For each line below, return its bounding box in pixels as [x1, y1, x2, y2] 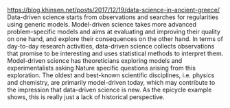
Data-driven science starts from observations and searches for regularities [7, 13, 219, 21]
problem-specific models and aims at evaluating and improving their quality [7, 27, 221, 36]
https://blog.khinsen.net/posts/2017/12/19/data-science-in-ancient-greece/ [7, 6, 220, 14]
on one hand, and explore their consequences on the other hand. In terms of [7, 35, 223, 43]
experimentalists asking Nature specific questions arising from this [7, 64, 196, 72]
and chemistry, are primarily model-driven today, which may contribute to [7, 79, 216, 86]
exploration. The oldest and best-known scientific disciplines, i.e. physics [7, 71, 215, 79]
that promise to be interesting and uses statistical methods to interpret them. [7, 49, 224, 57]
